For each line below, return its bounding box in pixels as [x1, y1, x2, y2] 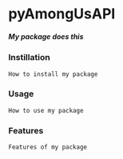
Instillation [8, 52, 50, 63]
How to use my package [8, 106, 84, 114]
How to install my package [8, 70, 98, 78]
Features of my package [8, 143, 88, 152]
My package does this [8, 31, 84, 41]
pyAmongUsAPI [8, 5, 116, 23]
